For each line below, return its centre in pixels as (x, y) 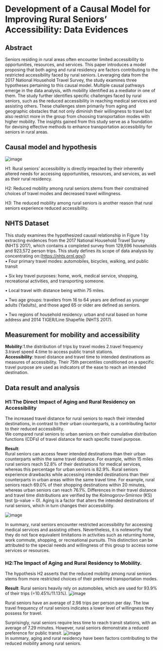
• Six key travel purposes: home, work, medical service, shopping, (72, 276)
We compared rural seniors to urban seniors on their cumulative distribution (81, 434)
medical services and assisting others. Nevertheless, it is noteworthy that (78, 530)
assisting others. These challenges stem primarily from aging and (71, 106)
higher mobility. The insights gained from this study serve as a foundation (79, 121)
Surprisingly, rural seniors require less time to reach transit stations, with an (81, 623)
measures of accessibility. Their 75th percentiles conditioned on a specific (80, 362)
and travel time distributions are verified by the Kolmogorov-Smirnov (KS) (79, 495)
